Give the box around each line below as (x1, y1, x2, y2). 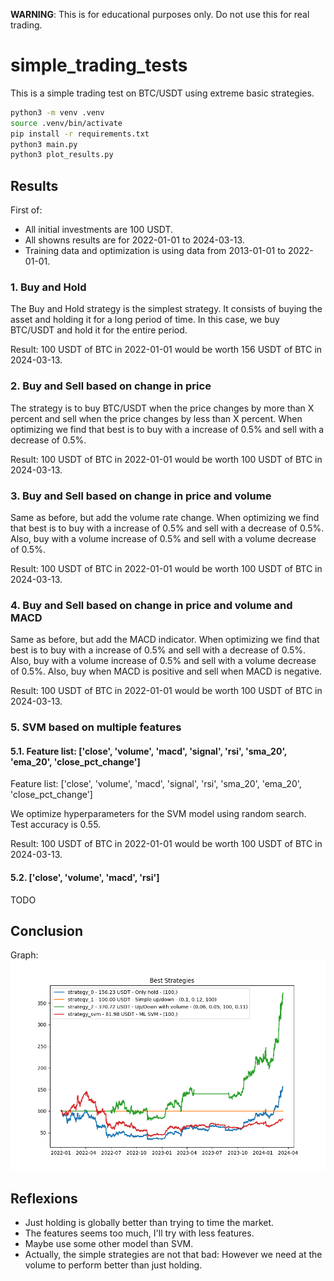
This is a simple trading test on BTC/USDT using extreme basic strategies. (10, 87, 315, 99)
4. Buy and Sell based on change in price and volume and (10, 598, 293, 612)
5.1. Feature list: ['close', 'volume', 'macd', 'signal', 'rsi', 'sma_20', (10, 745, 288, 757)
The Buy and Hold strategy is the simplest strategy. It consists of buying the (10, 303, 323, 315)
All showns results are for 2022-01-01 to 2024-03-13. (24, 234, 245, 246)
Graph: (10, 949, 39, 961)
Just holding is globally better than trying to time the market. (24, 1217, 275, 1229)
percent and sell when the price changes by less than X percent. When (10, 412, 303, 424)
